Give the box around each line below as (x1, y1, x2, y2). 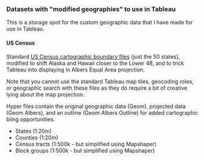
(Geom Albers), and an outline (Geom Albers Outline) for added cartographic (6, 109, 199, 116)
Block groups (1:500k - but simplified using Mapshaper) (15, 147, 155, 154)
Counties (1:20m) (15, 134, 59, 141)
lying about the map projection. (6, 90, 85, 98)
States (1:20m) (15, 127, 52, 134)
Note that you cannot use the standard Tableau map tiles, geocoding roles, (6, 78, 194, 85)
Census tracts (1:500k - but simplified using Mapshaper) (15, 140, 157, 148)
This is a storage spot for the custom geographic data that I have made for (6, 19, 193, 26)
